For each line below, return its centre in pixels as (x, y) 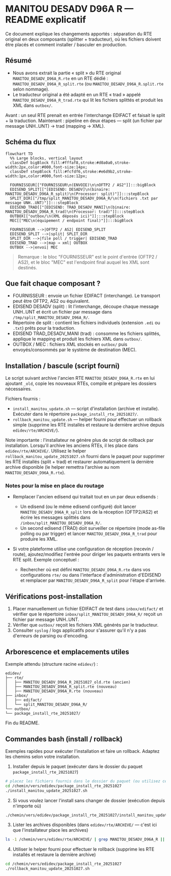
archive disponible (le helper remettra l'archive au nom (63, 467)
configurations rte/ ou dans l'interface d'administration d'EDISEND (91, 575)
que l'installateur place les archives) (50, 830)
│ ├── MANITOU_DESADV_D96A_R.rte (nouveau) (54, 691)
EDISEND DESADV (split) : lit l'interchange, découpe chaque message (86, 306)
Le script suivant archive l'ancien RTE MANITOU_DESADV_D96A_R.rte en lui (80, 378)
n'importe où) (27, 806)
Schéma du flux (31, 142)
